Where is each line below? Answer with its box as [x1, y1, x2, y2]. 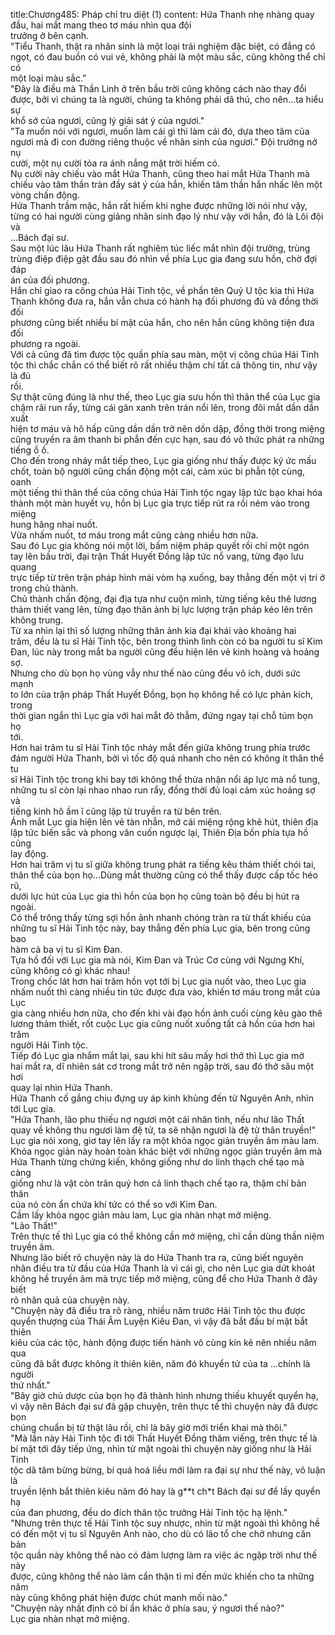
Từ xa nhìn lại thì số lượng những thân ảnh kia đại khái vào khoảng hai [10, 625, 297, 636]
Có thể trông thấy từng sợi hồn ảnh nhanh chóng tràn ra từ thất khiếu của [10, 912, 312, 923]
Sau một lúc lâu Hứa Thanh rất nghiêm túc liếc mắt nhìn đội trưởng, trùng [10, 242, 311, 254]
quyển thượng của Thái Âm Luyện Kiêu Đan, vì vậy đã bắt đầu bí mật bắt [10, 1315, 308, 1327]
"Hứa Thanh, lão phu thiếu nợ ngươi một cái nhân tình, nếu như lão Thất [10, 1114, 305, 1125]
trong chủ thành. [10, 582, 79, 594]
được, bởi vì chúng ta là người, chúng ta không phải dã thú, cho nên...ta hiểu [10, 94, 324, 105]
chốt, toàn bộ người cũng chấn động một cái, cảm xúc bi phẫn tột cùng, [10, 465, 306, 477]
